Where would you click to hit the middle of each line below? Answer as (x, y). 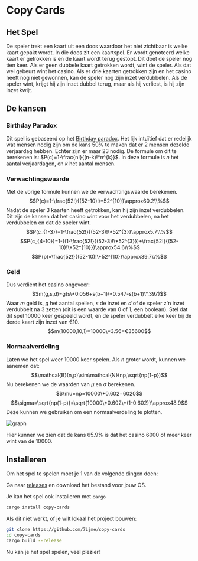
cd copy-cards (24, 535)
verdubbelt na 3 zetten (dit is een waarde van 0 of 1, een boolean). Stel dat (97, 309)
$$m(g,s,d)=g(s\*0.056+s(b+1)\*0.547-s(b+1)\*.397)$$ (99, 294)
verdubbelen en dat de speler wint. (49, 223)
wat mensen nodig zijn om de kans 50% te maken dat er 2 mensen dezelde (98, 145)
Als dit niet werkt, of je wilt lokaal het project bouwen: (72, 519)
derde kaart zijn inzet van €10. (43, 322)
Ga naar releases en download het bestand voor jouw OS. (76, 485)
